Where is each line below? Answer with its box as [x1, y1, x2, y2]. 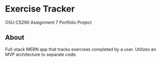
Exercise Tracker [5, 3, 75, 15]
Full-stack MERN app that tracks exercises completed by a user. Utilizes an [5, 46, 157, 52]
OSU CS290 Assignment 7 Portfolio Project [5, 19, 92, 25]
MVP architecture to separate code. [5, 51, 77, 57]
